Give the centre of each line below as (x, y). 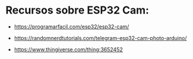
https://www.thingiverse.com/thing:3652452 (68, 49)
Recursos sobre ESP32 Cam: (77, 10)
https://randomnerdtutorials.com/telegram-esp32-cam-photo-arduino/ (100, 38)
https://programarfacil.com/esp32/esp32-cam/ (72, 27)
